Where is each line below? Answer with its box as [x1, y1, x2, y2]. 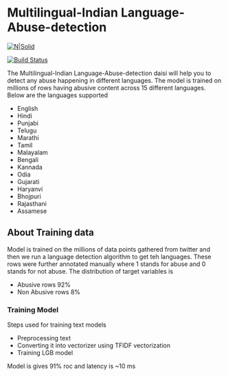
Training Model [7, 305, 59, 314]
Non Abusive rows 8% [16, 287, 81, 296]
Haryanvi [16, 185, 43, 193]
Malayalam [16, 148, 48, 156]
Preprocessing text [16, 334, 71, 343]
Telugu [16, 126, 37, 134]
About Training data [7, 227, 95, 238]
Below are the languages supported [7, 91, 109, 99]
